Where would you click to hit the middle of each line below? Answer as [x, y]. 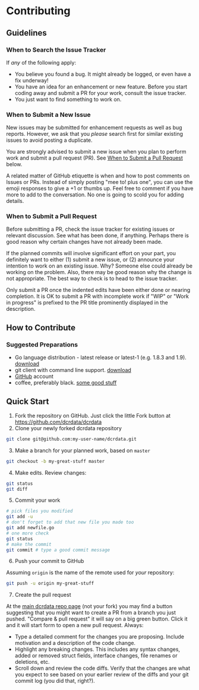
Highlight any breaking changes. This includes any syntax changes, [97, 649]
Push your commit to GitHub [49, 561]
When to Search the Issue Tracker [56, 50]
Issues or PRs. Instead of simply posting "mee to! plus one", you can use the [99, 182]
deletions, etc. [32, 662]
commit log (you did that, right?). [55, 681]
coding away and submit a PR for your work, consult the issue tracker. [100, 93]
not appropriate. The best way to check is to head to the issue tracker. [92, 279]
